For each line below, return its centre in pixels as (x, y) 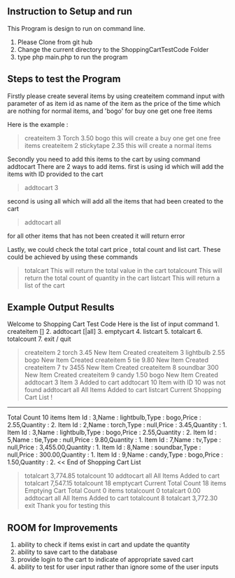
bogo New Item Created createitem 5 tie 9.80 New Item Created (116, 360)
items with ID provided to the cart (55, 174)
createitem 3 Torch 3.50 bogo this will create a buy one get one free (122, 138)
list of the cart (44, 285)
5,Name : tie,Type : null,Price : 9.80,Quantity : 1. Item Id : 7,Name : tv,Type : (114, 440)
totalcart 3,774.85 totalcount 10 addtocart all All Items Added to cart (122, 476)
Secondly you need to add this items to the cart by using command (104, 159)
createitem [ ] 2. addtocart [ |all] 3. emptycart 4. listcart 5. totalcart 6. (105, 332)
